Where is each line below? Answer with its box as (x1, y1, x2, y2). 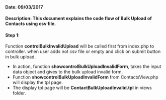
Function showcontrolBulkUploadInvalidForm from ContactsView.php (12, 74, 158, 80)
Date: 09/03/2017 (5, 4, 43, 10)
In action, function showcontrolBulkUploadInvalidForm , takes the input (12, 63, 161, 69)
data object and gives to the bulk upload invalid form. (12, 69, 123, 75)
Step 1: (5, 32, 20, 38)
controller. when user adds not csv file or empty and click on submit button (5, 48, 161, 54)
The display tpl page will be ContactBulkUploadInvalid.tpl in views (12, 85, 152, 91)
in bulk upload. (5, 54, 36, 60)
